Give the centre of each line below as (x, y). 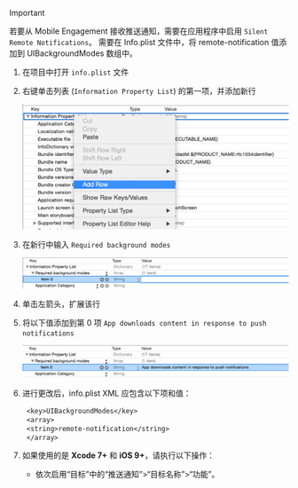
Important (27, 13)
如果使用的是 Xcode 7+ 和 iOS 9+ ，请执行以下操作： (118, 455)
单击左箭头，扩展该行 (61, 304)
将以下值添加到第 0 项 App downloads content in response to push (144, 323)
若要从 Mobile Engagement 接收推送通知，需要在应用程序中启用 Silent (139, 31)
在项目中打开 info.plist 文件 (75, 72)
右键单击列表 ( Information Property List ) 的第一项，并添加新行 (139, 91)
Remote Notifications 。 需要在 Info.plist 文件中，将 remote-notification (139, 42)
